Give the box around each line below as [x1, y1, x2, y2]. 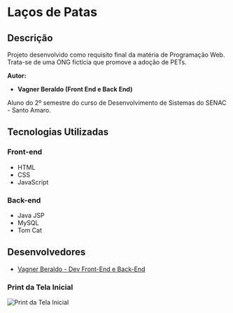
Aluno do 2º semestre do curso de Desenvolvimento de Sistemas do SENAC [7, 99, 227, 107]
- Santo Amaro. [7, 106, 51, 114]
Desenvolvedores [7, 246, 86, 259]
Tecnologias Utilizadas [7, 126, 109, 138]
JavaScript [17, 177, 49, 186]
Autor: [7, 71, 27, 80]
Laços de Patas [7, 4, 98, 20]
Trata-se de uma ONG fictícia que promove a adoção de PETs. [7, 58, 187, 66]
